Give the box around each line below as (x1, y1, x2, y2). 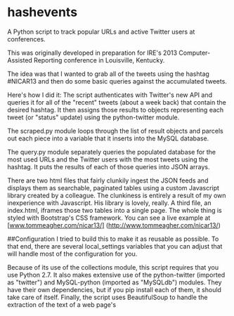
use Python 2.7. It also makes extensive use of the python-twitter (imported (7, 270, 226, 279)
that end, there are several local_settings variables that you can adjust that (7, 242, 223, 250)
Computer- (178, 48, 211, 57)
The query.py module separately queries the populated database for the (7, 147, 216, 156)
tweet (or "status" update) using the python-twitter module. (7, 113, 180, 121)
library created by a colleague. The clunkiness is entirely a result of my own (7, 191, 226, 199)
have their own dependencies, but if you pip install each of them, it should (7, 285, 221, 294)
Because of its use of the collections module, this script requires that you (7, 263, 219, 271)
